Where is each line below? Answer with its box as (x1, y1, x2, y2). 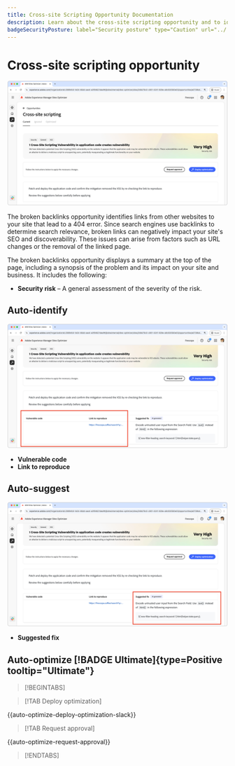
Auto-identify (7, 305, 68, 317)
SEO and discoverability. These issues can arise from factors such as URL (7, 235, 220, 243)
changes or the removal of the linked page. (7, 242, 131, 250)
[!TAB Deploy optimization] (24, 697, 102, 706)
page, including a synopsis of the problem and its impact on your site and (7, 263, 219, 271)
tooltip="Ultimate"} (7, 664, 94, 676)
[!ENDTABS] (24, 751, 59, 760)
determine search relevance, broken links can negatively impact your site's (7, 227, 224, 235)
